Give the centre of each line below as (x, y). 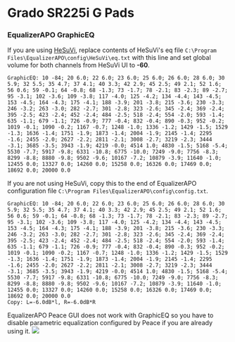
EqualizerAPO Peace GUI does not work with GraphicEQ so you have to (110, 315)
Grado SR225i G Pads (71, 13)
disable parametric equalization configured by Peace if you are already (110, 323)
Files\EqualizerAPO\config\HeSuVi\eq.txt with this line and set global (109, 58)
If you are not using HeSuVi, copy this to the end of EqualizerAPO (102, 184)
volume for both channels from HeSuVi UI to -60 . (78, 65)
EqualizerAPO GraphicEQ (51, 35)
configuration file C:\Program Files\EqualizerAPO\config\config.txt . (108, 191)
